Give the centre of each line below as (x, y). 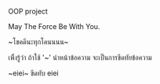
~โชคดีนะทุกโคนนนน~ (38, 42)
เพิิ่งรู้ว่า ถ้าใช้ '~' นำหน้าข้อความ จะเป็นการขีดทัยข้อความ (80, 57)
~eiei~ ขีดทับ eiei (33, 73)
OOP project (28, 11)
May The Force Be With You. (54, 26)
